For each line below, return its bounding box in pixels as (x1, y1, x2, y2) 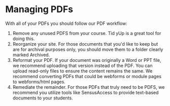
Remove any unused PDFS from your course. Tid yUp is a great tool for (12, 30, 161, 36)
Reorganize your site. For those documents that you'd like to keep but (12, 41, 158, 47)
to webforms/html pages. (12, 79, 66, 85)
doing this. (12, 36, 35, 42)
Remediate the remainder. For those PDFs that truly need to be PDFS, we (12, 84, 165, 90)
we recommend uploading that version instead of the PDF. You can (12, 62, 153, 68)
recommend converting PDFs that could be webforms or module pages (12, 73, 161, 79)
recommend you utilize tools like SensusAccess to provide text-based (12, 89, 159, 95)
